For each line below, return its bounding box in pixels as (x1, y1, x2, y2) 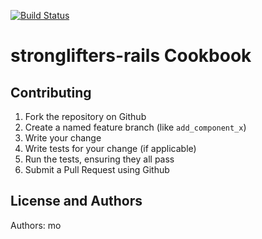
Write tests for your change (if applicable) (24, 143, 197, 154)
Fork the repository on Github (24, 111, 147, 122)
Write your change (24, 132, 102, 144)
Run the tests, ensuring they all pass (24, 153, 175, 165)
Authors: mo (10, 219, 62, 231)
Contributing (10, 84, 92, 101)
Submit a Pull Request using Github (24, 164, 170, 175)
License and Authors (10, 193, 143, 210)
